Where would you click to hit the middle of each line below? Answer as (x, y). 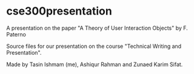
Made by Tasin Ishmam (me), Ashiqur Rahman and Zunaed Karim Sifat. (95, 64)
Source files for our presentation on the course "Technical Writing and (94, 46)
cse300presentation (59, 11)
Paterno (16, 34)
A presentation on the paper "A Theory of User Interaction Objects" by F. (97, 28)
